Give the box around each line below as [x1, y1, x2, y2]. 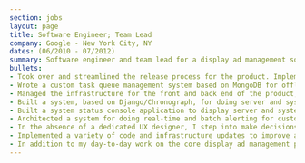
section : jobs [9, 13, 64, 23]
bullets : [9, 64, 43, 73]
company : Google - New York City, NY [9, 38, 152, 48]
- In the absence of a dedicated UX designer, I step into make [9, 123, 258, 132]
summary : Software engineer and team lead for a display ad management [9, 55, 286, 64]
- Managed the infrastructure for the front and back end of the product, [9, 89, 299, 98]
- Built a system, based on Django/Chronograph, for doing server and [9, 97, 282, 107]
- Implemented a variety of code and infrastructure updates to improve [9, 131, 290, 140]
